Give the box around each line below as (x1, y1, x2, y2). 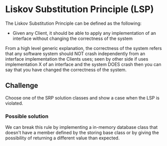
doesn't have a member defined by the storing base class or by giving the (5, 130, 159, 136)
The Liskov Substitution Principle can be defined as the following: (5, 20, 142, 26)
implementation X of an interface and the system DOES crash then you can (5, 61, 161, 67)
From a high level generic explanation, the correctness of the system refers (5, 45, 162, 51)
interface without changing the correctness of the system (12, 35, 133, 41)
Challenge (5, 81, 38, 90)
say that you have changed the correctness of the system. (5, 67, 127, 73)
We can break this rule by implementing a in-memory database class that (5, 124, 158, 130)
